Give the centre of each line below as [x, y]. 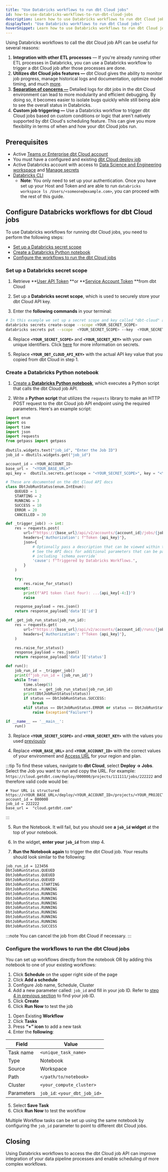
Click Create [26, 1001]
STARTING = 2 [28, 496]
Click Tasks [25, 1021]
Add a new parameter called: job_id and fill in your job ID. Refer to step [86, 990]
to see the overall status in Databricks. [52, 105]
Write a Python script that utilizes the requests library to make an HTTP [86, 398]
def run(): [17, 666]
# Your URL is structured [32, 790]
